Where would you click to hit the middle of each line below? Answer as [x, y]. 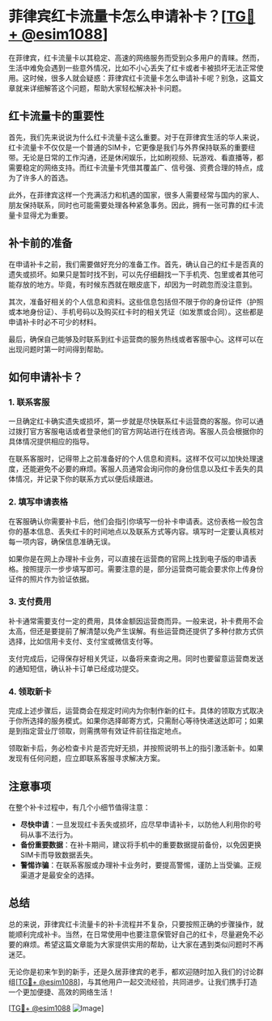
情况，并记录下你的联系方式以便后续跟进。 [86, 479]
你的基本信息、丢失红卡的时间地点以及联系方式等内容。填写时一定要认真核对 [136, 531]
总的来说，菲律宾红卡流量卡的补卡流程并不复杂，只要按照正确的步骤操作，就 [136, 924]
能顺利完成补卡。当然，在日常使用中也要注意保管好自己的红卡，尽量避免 [129, 934]
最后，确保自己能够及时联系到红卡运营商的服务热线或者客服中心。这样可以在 [136, 339]
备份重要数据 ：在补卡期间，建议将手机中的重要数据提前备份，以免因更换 [140, 844]
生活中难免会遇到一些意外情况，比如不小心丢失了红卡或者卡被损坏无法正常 [132, 68]
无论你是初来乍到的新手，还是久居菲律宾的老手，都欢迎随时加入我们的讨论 [132, 972]
